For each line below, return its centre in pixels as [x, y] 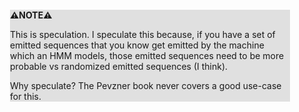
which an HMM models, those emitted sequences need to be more [147, 55]
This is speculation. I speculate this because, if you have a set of [143, 34]
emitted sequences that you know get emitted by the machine [137, 45]
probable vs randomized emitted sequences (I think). [119, 66]
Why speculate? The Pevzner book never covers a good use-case [146, 85]
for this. [26, 96]
